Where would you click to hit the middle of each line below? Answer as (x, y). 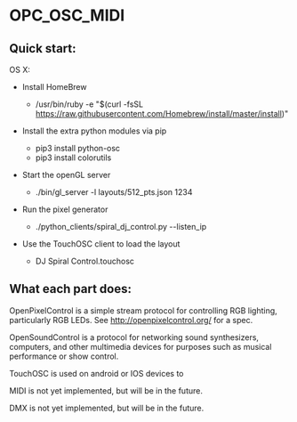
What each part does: (70, 289)
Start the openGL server (66, 175)
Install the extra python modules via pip (94, 131)
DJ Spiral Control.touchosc (85, 261)
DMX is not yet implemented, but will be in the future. (107, 408)
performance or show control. (64, 356)
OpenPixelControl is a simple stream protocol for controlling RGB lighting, (143, 310)
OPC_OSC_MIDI (67, 16)
